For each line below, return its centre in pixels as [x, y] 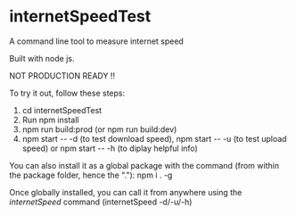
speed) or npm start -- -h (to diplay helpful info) [110, 148]
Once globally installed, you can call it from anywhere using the [126, 192]
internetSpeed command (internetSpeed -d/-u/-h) [101, 202]
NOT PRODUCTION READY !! [62, 75]
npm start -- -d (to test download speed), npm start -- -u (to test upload [154, 138]
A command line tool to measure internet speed [97, 41]
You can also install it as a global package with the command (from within [144, 165]
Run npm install [50, 120]
